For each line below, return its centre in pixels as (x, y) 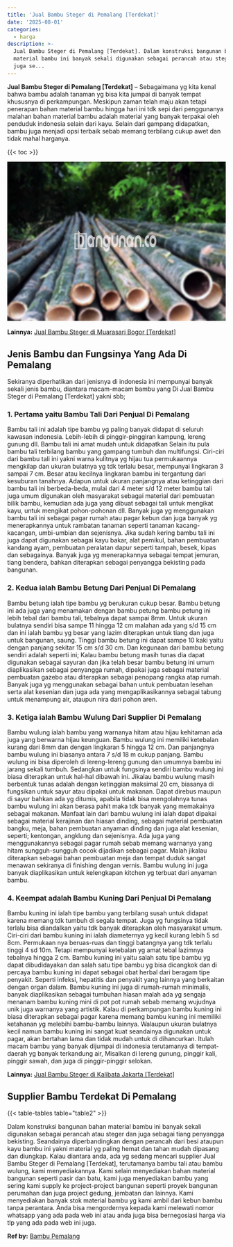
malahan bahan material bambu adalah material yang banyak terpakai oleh (113, 116)
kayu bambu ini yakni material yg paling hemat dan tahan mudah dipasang (113, 1149)
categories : (24, 29)
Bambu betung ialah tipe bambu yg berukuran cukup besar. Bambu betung (114, 603)
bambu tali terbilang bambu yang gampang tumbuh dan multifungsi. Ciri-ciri (116, 451)
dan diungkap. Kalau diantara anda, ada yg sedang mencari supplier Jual (111, 1156)
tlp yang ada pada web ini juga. (52, 1223)
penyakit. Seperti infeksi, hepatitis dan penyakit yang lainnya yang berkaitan (116, 980)
